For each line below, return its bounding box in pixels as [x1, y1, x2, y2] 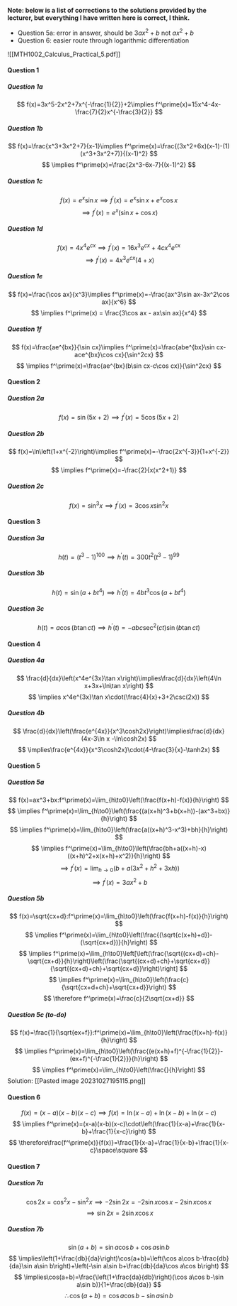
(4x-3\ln [81, 734, 105, 743]
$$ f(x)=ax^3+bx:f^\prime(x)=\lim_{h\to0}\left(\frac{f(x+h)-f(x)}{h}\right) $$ [8, 795, 229, 805]
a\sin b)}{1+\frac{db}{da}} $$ [76, 1280, 161, 1288]
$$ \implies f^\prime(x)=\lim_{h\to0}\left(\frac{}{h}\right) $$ [32, 1065, 206, 1074]
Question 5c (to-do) [7, 1010, 67, 1018]
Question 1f [7, 325, 42, 333]
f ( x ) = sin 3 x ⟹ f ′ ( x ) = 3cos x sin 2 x [69, 500, 169, 510]
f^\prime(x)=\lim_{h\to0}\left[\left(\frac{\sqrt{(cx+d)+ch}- [52, 949, 219, 958]
